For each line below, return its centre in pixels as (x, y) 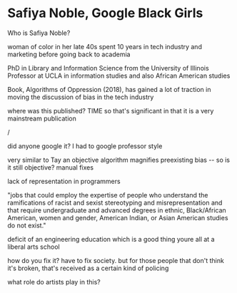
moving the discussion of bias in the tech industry (81, 97)
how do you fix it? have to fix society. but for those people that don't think (116, 260)
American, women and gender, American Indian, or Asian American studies (118, 217)
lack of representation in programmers (64, 181)
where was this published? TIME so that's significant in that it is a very (111, 110)
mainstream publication (42, 118)
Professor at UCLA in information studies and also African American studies (119, 76)
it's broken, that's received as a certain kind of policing (88, 268)
